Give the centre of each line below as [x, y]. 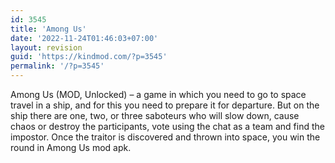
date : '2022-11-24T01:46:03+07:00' [84, 38]
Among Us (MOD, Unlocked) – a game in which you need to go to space [158, 94]
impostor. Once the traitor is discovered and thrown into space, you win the [165, 137]
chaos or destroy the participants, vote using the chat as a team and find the [167, 126]
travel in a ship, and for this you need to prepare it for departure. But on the [165, 105]
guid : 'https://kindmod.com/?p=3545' [89, 57]
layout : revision [46, 47]
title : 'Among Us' [48, 29]
